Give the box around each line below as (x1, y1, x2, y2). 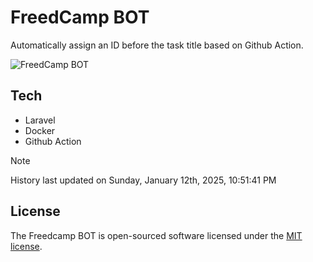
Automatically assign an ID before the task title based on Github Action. (10, 39, 304, 51)
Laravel (24, 114, 56, 126)
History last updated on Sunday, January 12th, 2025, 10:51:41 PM (10, 174, 277, 186)
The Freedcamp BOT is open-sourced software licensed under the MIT (10, 229, 303, 241)
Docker (24, 124, 56, 136)
